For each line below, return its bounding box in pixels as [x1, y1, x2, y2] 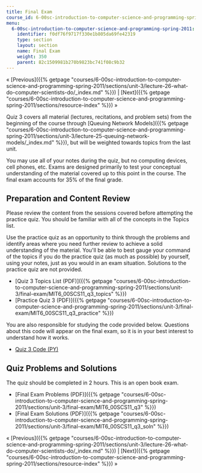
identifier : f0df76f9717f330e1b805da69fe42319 [17, 31, 136, 37]
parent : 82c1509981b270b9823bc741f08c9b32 [17, 59, 125, 65]
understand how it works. [6, 334, 70, 341]
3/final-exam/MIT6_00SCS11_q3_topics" [14, 290, 114, 298]
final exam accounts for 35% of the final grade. [6, 176, 123, 183]
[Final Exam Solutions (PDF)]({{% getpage [14, 410, 120, 418]
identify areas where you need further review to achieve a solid [6, 240, 163, 248]
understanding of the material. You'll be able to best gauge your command [6, 246, 191, 254]
